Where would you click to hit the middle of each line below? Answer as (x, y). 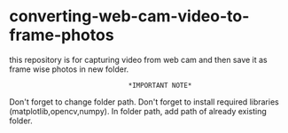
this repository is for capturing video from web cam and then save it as (138, 59)
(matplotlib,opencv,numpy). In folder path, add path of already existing (138, 111)
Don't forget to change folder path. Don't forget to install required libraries (144, 102)
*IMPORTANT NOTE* (160, 85)
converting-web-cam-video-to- (129, 16)
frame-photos (62, 35)
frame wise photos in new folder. (69, 69)
